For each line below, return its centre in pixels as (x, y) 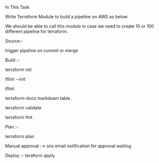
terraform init (18, 69)
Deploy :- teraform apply (30, 155)
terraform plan (20, 136)
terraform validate (23, 108)
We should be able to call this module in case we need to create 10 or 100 (79, 26)
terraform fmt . (20, 117)
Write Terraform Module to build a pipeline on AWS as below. (67, 16)
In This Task (17, 7)
